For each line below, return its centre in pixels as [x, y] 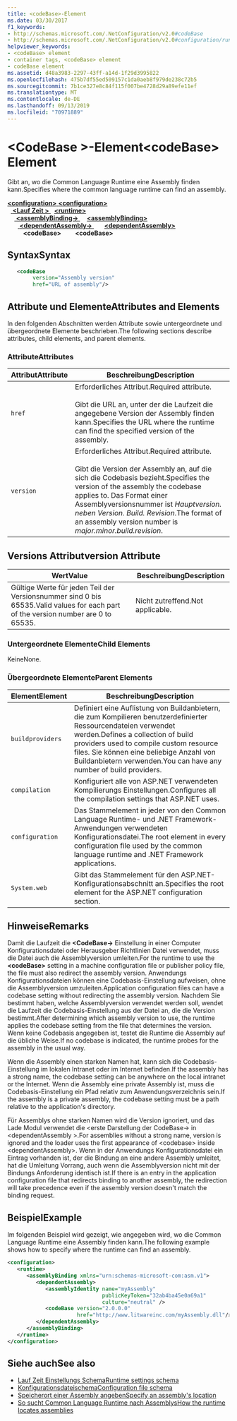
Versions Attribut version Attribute [84, 556]
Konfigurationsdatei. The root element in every [150, 837]
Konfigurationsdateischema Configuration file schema [95, 1388]
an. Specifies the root [189, 883]
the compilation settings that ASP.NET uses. [147, 798]
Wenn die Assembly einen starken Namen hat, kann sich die [95, 1062]
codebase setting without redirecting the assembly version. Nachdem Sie [114, 995]
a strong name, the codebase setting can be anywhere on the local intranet [116, 1077]
